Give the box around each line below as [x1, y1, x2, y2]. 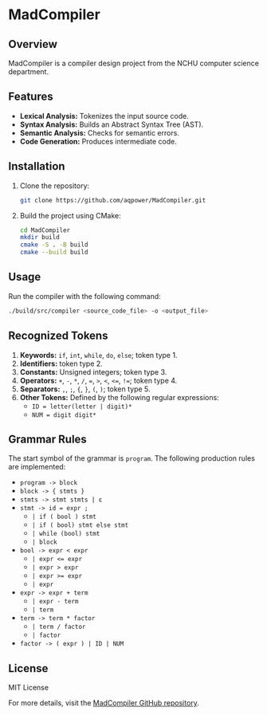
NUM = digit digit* [31, 411, 97, 419]
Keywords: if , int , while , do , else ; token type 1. [19, 350, 178, 359]
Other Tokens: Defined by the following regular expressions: [19, 392, 219, 402]
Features [8, 90, 53, 104]
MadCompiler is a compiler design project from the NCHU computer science [8, 58, 259, 68]
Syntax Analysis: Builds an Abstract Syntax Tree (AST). [19, 120, 204, 129]
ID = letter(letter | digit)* [31, 403, 133, 411]
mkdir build [19, 234, 60, 242]
